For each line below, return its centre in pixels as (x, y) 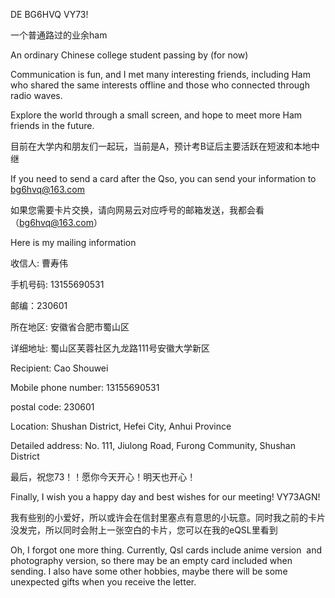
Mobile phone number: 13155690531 (85, 387)
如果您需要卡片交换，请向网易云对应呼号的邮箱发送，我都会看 (137, 210)
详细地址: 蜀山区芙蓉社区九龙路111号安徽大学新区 (110, 348)
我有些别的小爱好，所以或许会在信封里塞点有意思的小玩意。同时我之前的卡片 (168, 517)
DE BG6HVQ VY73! (49, 14)
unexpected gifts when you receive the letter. (103, 582)
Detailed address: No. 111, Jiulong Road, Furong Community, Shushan (153, 445)
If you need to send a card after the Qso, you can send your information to (163, 178)
